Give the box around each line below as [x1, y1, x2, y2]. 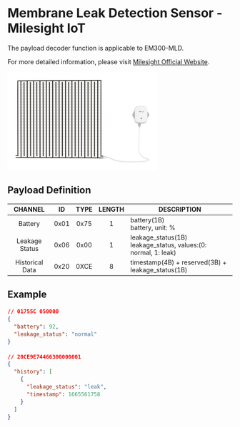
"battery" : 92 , [14, 323, 59, 331]
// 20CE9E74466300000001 [7, 353, 81, 361]
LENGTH [99, 205, 125, 214]
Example [7, 288, 47, 300]
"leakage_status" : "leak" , [26, 384, 107, 391]
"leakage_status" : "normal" [14, 330, 98, 338]
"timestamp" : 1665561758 [26, 391, 101, 398]
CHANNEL [14, 205, 45, 214]
